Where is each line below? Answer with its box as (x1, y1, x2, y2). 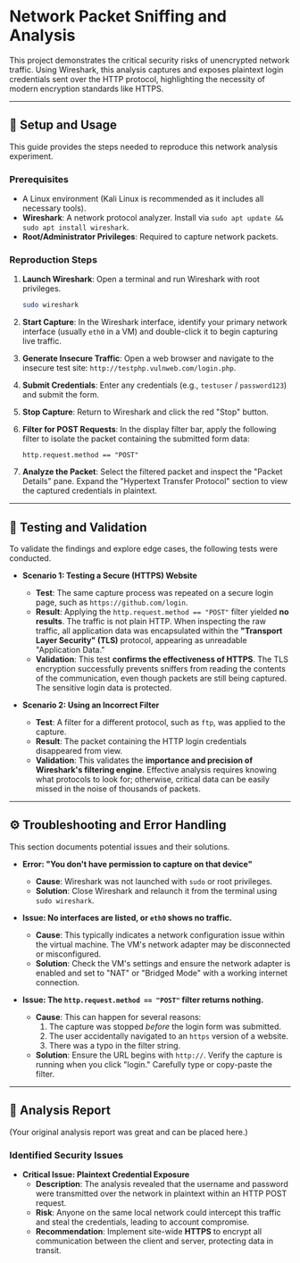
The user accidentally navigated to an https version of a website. (48, 1030, 288, 1041)
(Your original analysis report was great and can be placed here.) (9, 1126, 248, 1137)
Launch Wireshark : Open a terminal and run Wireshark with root (21, 274, 261, 285)
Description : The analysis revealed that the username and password (35, 1178, 288, 1189)
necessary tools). (21, 203, 87, 213)
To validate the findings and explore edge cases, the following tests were (9, 543, 279, 555)
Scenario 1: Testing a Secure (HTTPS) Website (21, 570, 198, 581)
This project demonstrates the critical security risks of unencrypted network (9, 54, 290, 65)
